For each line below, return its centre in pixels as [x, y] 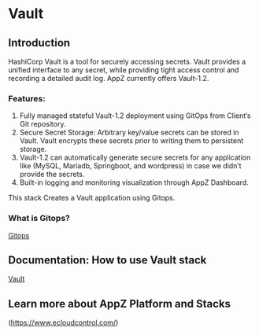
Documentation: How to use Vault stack [107, 260]
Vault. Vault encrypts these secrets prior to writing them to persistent [131, 141]
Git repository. [43, 124]
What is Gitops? [39, 219]
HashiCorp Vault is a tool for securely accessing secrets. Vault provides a [127, 61]
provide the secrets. [52, 175]
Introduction [39, 43]
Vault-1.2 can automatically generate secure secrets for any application [135, 157]
